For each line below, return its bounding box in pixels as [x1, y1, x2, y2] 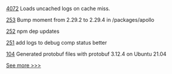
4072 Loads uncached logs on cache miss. [6, 5, 110, 12]
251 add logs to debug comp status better [6, 39, 107, 46]
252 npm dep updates [6, 28, 60, 35]
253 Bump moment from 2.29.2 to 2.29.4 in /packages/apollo [6, 16, 154, 23]
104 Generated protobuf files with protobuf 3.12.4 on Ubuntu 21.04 [6, 51, 167, 58]
